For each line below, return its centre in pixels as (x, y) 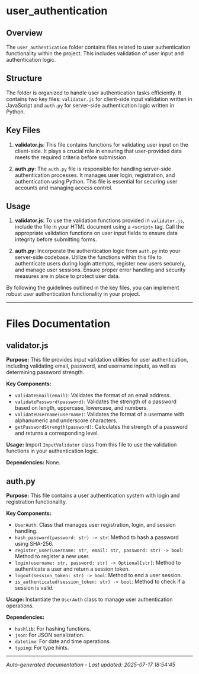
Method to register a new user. (52, 556)
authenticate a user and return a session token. (72, 569)
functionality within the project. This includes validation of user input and (95, 53)
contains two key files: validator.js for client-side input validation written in (99, 99)
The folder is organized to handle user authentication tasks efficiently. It (94, 93)
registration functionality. (37, 502)
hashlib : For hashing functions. (53, 629)
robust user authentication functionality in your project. (73, 294)
